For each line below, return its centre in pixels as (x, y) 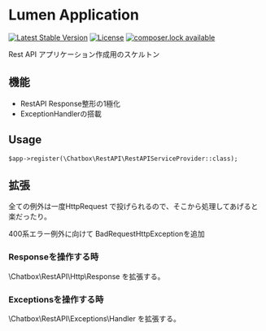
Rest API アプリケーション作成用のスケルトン (84, 54)
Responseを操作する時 (54, 257)
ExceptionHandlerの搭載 (61, 113)
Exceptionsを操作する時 (56, 299)
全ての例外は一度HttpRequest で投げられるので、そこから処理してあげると (133, 207)
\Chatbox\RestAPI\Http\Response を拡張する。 (87, 276)
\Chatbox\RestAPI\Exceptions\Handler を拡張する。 (94, 318)
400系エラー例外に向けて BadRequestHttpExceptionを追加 (107, 234)
